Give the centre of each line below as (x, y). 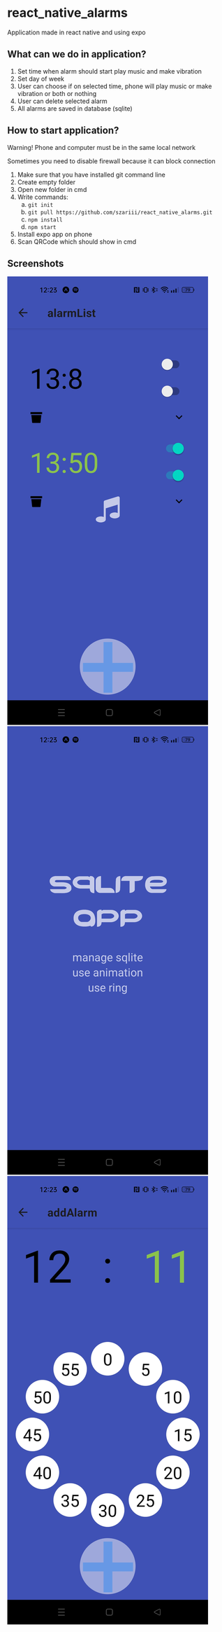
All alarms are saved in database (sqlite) (75, 108)
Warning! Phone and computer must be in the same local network (102, 147)
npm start (42, 227)
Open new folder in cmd (52, 189)
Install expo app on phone (55, 234)
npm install (45, 220)
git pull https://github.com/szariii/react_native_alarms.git (120, 212)
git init (40, 205)
